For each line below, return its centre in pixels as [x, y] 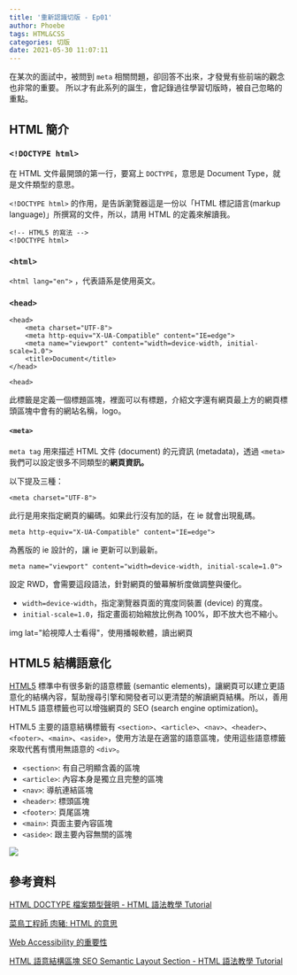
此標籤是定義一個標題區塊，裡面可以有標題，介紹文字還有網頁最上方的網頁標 [148, 400]
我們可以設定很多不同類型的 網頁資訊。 [79, 462]
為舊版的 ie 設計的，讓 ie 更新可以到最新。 [86, 549]
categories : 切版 [40, 42]
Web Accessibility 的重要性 [58, 942]
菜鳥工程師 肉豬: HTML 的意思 [63, 924]
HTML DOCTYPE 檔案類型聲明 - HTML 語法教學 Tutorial [110, 905]
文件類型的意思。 [48, 184]
